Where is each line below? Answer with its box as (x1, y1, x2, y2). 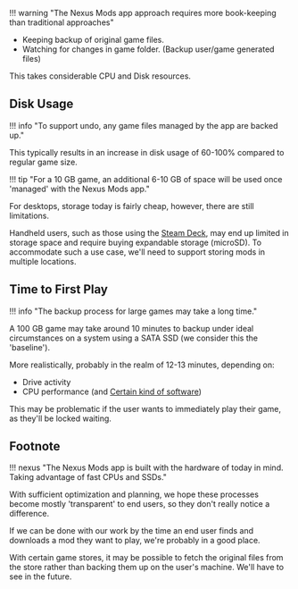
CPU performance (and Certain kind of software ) (21, 386, 203, 397)
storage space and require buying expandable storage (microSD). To (9, 237, 261, 248)
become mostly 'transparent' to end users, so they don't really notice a (9, 499, 270, 509)
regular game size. (9, 156, 78, 167)
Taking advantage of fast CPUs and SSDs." (9, 472, 168, 483)
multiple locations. (9, 256, 78, 266)
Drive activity (21, 376, 71, 387)
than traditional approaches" (9, 17, 114, 28)
